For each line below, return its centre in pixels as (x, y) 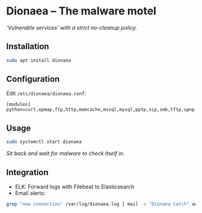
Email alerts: (30, 193)
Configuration (33, 79)
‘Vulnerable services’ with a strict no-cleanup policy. (72, 28)
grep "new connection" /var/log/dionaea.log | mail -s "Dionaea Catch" (98, 204)
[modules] (19, 104)
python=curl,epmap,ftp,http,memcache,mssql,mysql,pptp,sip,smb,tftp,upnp (101, 110)
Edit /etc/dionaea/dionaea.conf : (46, 94)
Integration (28, 172)
